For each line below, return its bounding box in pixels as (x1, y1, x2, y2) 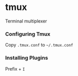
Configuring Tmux (5, 30, 51, 37)
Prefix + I (5, 65, 25, 71)
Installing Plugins (5, 54, 48, 61)
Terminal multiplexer (5, 18, 47, 24)
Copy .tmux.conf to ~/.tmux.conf (5, 42, 73, 48)
